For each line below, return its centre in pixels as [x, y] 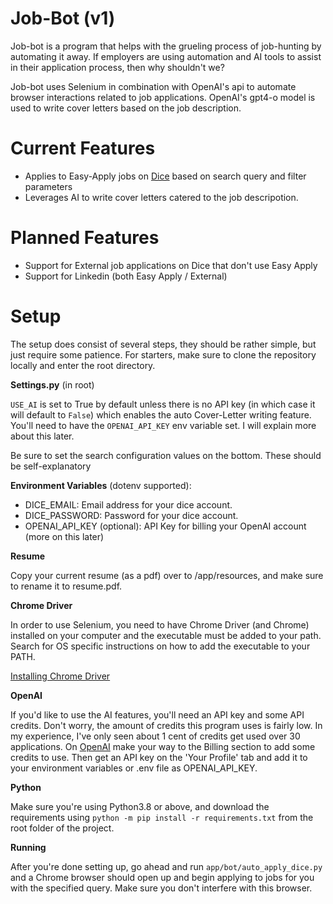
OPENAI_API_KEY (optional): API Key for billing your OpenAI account [165, 526]
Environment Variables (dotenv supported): [101, 485]
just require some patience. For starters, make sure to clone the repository [163, 354]
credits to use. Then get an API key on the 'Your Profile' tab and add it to [159, 757]
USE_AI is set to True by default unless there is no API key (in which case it [163, 404]
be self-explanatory [51, 466]
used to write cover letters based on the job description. [126, 108]
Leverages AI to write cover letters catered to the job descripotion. [161, 197]
